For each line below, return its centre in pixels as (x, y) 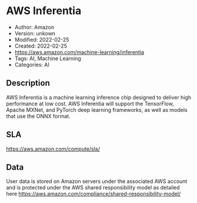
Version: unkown (35, 33)
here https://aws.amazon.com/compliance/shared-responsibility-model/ (94, 194)
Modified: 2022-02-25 (42, 39)
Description (28, 83)
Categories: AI (32, 64)
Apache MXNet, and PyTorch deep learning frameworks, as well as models (97, 109)
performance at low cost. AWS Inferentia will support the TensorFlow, (90, 104)
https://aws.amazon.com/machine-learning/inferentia (79, 52)
